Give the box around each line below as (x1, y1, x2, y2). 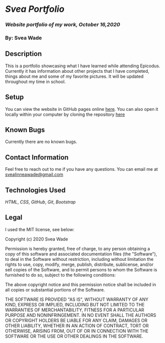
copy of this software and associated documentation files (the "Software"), (5, 251, 158, 257)
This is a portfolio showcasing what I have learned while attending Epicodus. (5, 63, 161, 69)
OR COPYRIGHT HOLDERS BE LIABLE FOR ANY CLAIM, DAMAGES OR (5, 317, 148, 323)
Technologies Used (5, 186, 66, 194)
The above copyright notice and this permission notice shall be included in (5, 281, 156, 288)
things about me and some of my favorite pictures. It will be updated (5, 73, 144, 79)
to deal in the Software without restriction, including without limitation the (5, 256, 154, 262)
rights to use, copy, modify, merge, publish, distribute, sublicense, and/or (5, 261, 154, 267)
